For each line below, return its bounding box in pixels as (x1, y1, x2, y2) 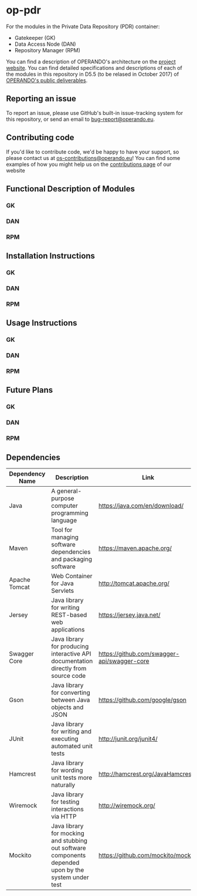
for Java (51, 579, 74, 587)
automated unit (51, 742, 93, 750)
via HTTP (51, 813, 77, 820)
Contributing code (6, 133, 74, 142)
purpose (51, 494, 74, 502)
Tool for (51, 526, 73, 534)
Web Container (51, 572, 93, 580)
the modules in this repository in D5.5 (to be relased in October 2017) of (6, 70, 179, 77)
